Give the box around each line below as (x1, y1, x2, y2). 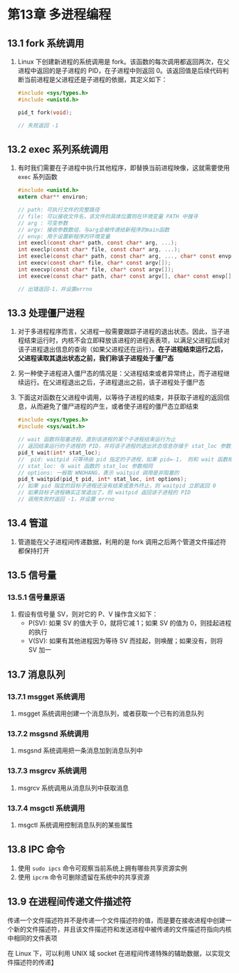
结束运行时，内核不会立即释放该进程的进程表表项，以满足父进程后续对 (23, 336, 230, 345)
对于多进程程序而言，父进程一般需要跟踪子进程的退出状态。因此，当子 (17, 327, 224, 336)
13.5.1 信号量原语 (7, 593, 65, 602)
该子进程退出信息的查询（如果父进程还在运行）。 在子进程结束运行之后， (17, 345, 227, 354)
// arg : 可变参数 (17, 219, 68, 227)
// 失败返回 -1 (17, 122, 59, 129)
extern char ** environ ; (17, 193, 89, 200)
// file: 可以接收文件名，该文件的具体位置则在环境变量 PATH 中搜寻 (17, 213, 198, 220)
